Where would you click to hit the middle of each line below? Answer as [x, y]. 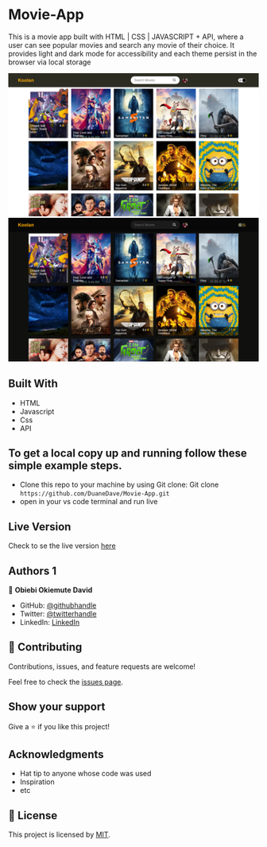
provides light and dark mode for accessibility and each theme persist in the [133, 53]
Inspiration [37, 782]
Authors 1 [33, 571]
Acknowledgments [56, 754]
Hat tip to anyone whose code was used [85, 774]
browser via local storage [50, 62]
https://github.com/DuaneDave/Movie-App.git [95, 494]
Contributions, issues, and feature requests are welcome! [102, 666]
